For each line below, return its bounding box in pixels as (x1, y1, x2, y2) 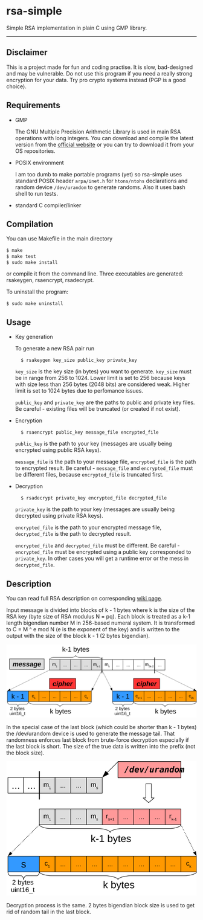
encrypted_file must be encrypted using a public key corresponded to (14, 548, 192, 556)
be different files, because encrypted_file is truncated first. (14, 471, 164, 478)
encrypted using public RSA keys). (14, 446, 101, 454)
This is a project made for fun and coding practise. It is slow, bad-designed (6, 63, 193, 71)
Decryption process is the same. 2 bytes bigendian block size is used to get (6, 901, 195, 909)
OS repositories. (14, 147, 56, 155)
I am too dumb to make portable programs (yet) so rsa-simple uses (14, 170, 182, 178)
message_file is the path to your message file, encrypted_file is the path (14, 458, 196, 466)
